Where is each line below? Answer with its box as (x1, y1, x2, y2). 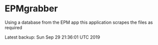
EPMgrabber (4, 3, 58, 14)
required (4, 24, 22, 30)
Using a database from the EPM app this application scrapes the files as (4, 19, 153, 25)
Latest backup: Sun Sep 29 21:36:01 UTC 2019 (4, 34, 100, 40)
